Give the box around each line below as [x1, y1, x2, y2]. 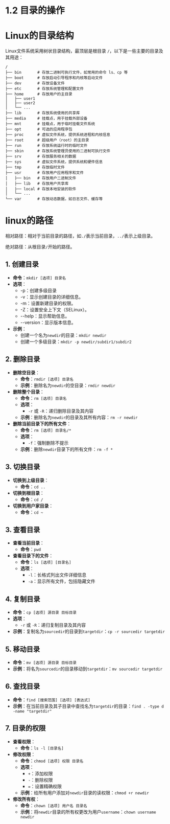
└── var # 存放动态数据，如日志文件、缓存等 [5, 196, 103, 202]
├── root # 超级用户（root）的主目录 [5, 138, 89, 143]
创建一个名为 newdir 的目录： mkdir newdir [20, 332, 107, 338]
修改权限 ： [12, 751, 36, 757]
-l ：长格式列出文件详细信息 [28, 572, 87, 578]
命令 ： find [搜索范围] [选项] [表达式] [12, 696, 90, 703]
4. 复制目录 [5, 594, 40, 603]
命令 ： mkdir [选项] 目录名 [12, 274, 66, 281]
